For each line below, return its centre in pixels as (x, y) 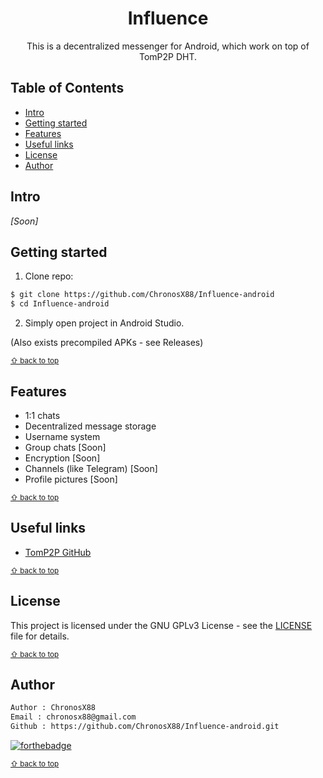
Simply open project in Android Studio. (104, 323)
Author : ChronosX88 (53, 708)
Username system (62, 436)
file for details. (40, 636)
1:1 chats (42, 415)
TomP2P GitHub (58, 552)
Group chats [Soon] (65, 447)
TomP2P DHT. (168, 56)
